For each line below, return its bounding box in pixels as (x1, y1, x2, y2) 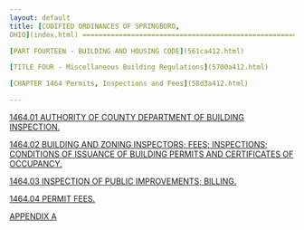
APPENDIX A (9, 211, 57, 222)
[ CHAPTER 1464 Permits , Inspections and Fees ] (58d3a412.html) (9, 79, 249, 89)
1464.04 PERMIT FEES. (9, 194, 96, 204)
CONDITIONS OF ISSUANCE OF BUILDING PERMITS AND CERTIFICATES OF (9, 149, 294, 159)
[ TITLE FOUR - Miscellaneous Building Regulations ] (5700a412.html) (9, 62, 270, 72)
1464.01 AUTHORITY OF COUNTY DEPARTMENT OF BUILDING (9, 112, 244, 122)
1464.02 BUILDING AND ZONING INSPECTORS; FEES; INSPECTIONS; (9, 139, 269, 149)
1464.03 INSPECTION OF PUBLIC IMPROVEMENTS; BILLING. (9, 176, 237, 187)
